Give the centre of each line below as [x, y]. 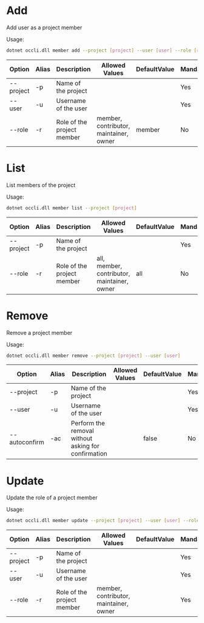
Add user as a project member [44, 27]
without [82, 438]
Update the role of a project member [52, 498]
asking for [85, 446]
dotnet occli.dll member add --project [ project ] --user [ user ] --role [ [102, 50]
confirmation [89, 454]
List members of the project [41, 185]
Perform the [88, 423]
